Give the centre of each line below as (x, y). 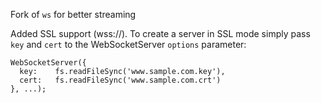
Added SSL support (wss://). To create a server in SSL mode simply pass (160, 33)
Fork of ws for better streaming (73, 14)
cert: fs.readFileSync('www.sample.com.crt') (120, 80)
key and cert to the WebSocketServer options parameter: (128, 44)
